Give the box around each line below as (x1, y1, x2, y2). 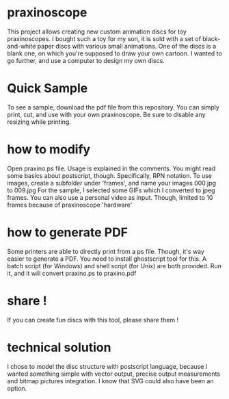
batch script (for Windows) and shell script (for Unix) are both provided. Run (7, 261, 222, 270)
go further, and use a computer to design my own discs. (7, 56, 165, 64)
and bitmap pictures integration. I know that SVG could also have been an (7, 376, 214, 385)
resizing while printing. (7, 118, 72, 126)
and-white (7, 42, 36, 50)
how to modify (7, 142, 91, 157)
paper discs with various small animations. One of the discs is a (37, 42, 217, 50)
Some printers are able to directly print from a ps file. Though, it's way (7, 247, 205, 255)
